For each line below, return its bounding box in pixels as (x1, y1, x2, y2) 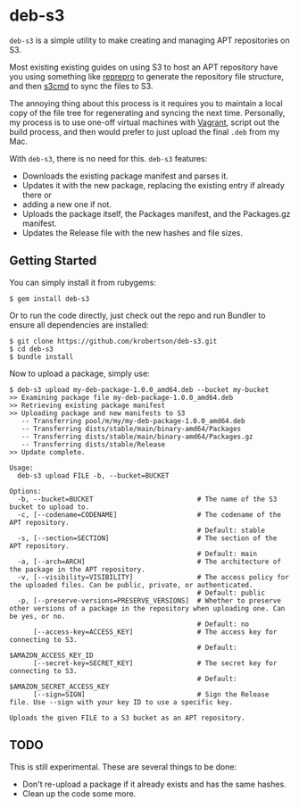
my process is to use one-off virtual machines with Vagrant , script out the (9, 117, 280, 128)
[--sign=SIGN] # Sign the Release (32, 689, 270, 699)
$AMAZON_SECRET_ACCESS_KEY (9, 682, 110, 691)
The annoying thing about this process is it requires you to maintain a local (9, 97, 283, 108)
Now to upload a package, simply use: (9, 368, 150, 379)
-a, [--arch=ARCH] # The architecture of (17, 557, 281, 566)
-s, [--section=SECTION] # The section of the (17, 533, 278, 543)
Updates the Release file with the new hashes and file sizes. (21, 227, 244, 237)
